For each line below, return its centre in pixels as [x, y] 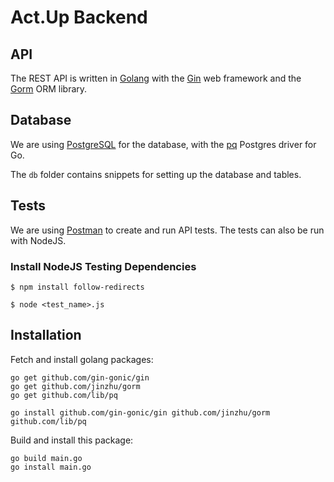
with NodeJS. [38, 240]
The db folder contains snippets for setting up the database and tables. [156, 174]
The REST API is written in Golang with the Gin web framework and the [156, 78]
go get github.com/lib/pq [64, 395]
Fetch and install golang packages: [82, 359]
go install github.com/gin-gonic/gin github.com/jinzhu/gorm [140, 412]
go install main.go [51, 467]
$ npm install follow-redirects [77, 287]
